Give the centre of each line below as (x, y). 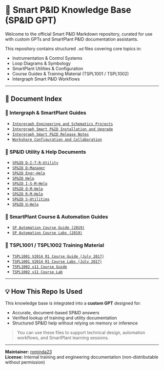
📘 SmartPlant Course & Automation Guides (57, 216)
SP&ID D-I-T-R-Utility (35, 163)
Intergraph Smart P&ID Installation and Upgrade (62, 129)
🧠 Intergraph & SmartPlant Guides (46, 113)
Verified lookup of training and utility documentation (64, 318)
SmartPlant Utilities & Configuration (48, 69)
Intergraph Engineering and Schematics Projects (62, 124)
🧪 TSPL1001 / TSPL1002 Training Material (55, 245)
